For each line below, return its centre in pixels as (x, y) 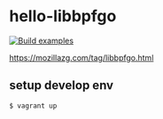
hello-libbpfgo (63, 16)
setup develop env (61, 86)
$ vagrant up (33, 106)
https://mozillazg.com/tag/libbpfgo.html (81, 57)
